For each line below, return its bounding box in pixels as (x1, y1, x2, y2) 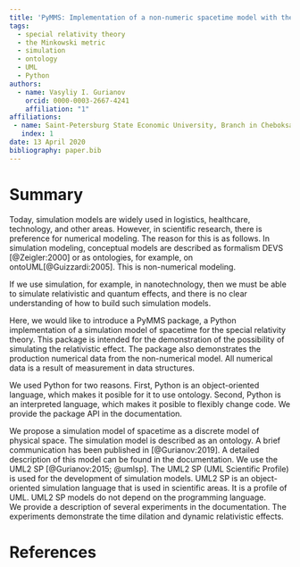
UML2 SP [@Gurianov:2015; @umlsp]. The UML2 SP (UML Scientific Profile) (9, 463, 289, 474)
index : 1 (21, 129, 54, 138)
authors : (9, 79, 42, 88)
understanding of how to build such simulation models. (9, 297, 212, 308)
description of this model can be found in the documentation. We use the (9, 454, 279, 464)
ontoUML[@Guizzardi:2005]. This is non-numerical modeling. (9, 261, 237, 272)
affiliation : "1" (25, 104, 90, 113)
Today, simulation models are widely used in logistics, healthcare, (9, 213, 251, 224)
